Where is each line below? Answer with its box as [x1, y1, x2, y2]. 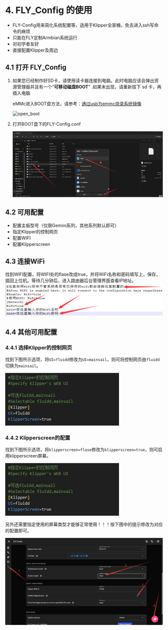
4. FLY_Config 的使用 [5, 5, 92, 16]
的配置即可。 [5, 528, 31, 534]
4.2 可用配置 [5, 208, 44, 217]
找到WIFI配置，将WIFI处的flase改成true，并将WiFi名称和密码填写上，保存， [5, 271, 161, 277]
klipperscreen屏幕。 [9, 453, 51, 459]
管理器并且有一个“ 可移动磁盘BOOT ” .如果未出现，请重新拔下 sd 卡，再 [16, 84, 161, 90]
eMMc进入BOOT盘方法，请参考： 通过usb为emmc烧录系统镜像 [12, 101, 141, 107]
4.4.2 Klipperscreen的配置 [5, 434, 70, 441]
